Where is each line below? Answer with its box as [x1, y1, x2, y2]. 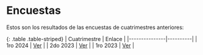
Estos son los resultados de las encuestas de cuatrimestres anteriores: [6, 24, 184, 31]
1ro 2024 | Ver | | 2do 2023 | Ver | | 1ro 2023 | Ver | [6, 42, 135, 49]
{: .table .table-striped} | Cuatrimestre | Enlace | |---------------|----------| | [6, 35, 198, 42]
